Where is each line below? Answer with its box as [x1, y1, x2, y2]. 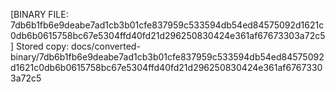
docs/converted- [71, 40, 141, 52]
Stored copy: [16, 40, 70, 52]
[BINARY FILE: [10, 9, 69, 20]
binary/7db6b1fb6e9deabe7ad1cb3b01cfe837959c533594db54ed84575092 [10, 51, 325, 63]
